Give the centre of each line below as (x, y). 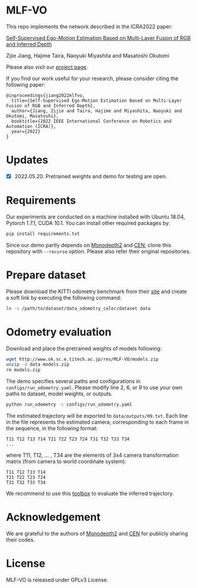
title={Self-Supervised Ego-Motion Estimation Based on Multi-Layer (97, 101)
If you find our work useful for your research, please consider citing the (92, 78)
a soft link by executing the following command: (64, 297)
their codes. (21, 540)
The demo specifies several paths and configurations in (73, 381)
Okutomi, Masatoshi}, (33, 116)
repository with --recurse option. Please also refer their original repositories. (98, 251)
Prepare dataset (46, 275)
